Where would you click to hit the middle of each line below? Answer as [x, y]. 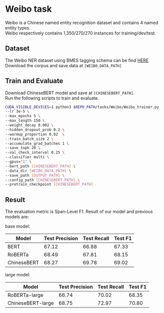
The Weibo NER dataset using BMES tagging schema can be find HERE [77, 60]
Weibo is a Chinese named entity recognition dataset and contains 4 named [82, 23]
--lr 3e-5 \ [17, 111]
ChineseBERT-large [31, 303]
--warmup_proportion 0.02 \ [35, 134]
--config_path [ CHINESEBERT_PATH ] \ [42, 180]
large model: [18, 275]
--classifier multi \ [27, 157]
